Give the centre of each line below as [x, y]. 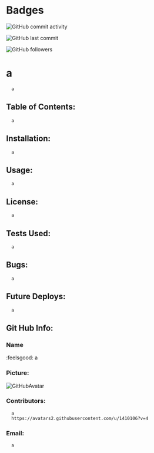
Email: [15, 433]
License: [22, 202]
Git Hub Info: [30, 328]
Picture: [18, 373]
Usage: [20, 170]
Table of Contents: [41, 107]
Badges [25, 10]
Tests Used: [29, 233]
